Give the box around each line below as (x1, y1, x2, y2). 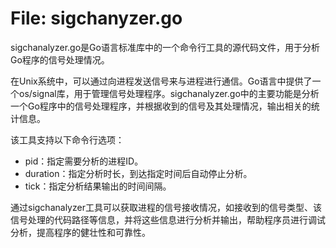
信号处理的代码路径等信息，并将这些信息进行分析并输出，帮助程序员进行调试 (10, 213, 326, 226)
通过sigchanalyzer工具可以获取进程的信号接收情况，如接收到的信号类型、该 (10, 201, 322, 213)
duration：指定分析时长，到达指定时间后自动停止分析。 (24, 167, 253, 179)
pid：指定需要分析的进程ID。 (24, 155, 144, 167)
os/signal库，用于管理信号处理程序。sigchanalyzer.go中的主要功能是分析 (18, 87, 320, 99)
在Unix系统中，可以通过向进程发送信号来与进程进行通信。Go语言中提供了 (10, 75, 313, 87)
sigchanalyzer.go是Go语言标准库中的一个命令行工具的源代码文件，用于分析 (10, 41, 320, 53)
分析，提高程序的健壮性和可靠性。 (10, 226, 151, 238)
